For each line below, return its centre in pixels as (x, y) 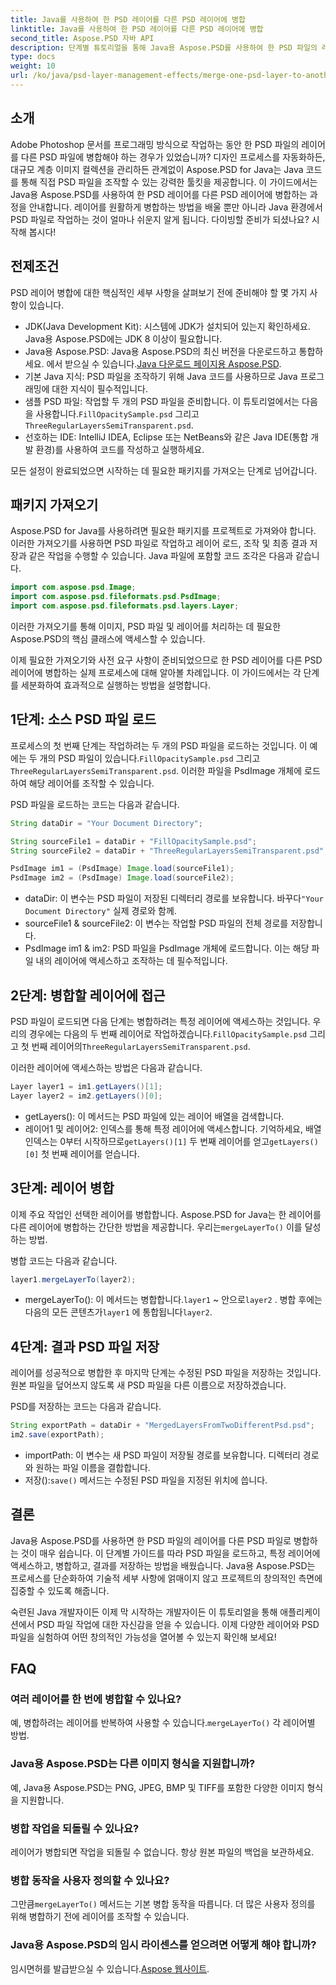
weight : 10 (33, 66)
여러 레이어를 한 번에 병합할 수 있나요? (96, 1699)
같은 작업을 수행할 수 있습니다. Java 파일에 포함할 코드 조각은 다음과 (161, 556)
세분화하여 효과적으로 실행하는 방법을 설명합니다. (115, 685)
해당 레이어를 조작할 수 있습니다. (91, 783)
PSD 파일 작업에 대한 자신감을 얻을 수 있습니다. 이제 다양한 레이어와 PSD (178, 1624)
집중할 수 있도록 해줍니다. (60, 1590)
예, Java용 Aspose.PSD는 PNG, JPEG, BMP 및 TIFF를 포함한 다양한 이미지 (157, 1787)
